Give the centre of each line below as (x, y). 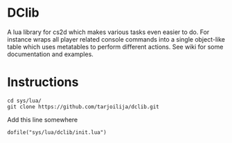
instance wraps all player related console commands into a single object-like (116, 39)
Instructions (43, 82)
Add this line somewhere (43, 119)
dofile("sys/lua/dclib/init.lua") (57, 132)
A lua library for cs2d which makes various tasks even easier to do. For (108, 32)
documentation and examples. (50, 54)
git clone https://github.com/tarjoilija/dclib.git (83, 107)
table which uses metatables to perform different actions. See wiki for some (115, 47)
